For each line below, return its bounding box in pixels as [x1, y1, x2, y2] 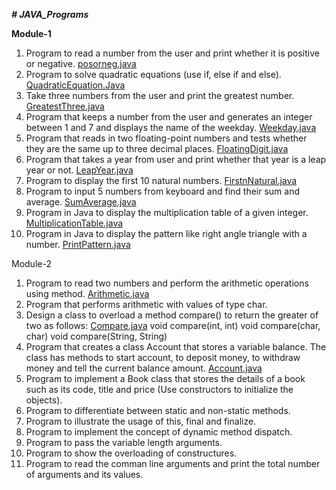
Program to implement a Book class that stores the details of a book [25, 373, 306, 384]
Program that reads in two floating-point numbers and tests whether [25, 132, 308, 144]
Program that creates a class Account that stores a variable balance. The [25, 341, 327, 353]
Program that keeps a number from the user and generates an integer [25, 111, 313, 123]
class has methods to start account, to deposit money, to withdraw [25, 352, 301, 363]
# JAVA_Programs [11, 9, 89, 20]
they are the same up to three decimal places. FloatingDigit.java [25, 143, 289, 154]
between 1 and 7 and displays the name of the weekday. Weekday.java [25, 122, 317, 133]
